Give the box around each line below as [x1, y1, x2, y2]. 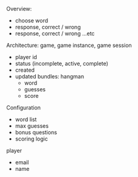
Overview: [6, 5, 32, 12]
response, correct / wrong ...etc [15, 30, 95, 37]
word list [15, 116, 37, 123]
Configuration [6, 104, 41, 111]
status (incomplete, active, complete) [15, 60, 108, 67]
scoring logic [15, 135, 48, 142]
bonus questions [15, 129, 58, 136]
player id [15, 54, 38, 60]
